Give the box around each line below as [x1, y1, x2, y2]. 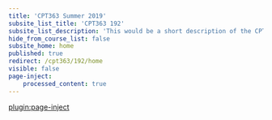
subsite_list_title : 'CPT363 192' [8, 19, 125, 28]
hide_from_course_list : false [8, 34, 111, 43]
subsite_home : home [8, 42, 74, 50]
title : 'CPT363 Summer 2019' [8, 11, 107, 20]
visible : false [8, 65, 60, 73]
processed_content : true [23, 79, 107, 88]
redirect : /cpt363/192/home [8, 58, 104, 66]
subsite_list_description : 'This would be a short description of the [8, 27, 252, 35]
